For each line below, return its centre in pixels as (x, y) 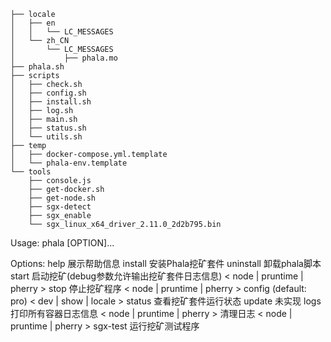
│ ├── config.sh (48, 93)
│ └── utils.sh (46, 137)
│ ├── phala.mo (64, 58)
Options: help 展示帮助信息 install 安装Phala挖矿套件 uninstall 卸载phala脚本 (166, 263)
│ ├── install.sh (51, 102)
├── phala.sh (37, 67)
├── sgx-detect (60, 207)
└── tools (31, 172)
